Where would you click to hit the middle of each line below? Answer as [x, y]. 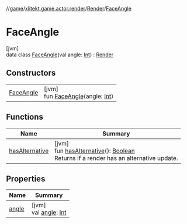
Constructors [31, 73]
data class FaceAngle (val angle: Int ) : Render [60, 55]
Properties [26, 179]
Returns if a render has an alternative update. [116, 158]
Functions [25, 117]
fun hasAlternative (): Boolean [95, 151]
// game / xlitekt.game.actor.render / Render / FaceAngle [69, 9]
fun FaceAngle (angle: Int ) [79, 96]
